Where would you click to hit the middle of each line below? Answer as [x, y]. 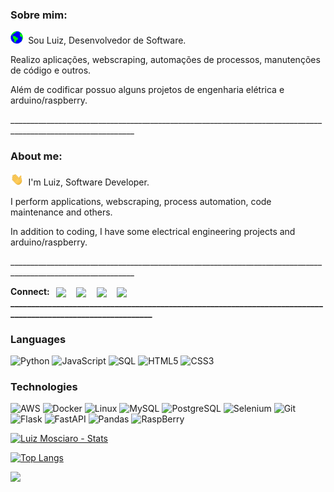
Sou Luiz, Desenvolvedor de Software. [107, 40]
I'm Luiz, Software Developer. [89, 182]
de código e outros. [51, 70]
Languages [38, 339]
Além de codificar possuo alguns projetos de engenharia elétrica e [147, 90]
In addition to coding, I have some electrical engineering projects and [153, 231]
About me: [36, 156]
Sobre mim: [39, 15]
